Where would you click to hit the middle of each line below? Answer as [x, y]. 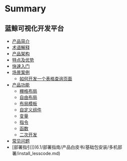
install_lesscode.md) [39, 153]
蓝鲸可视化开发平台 [34, 28]
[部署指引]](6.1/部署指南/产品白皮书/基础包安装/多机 [65, 147]
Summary [25, 9]
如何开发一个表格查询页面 [46, 79]
